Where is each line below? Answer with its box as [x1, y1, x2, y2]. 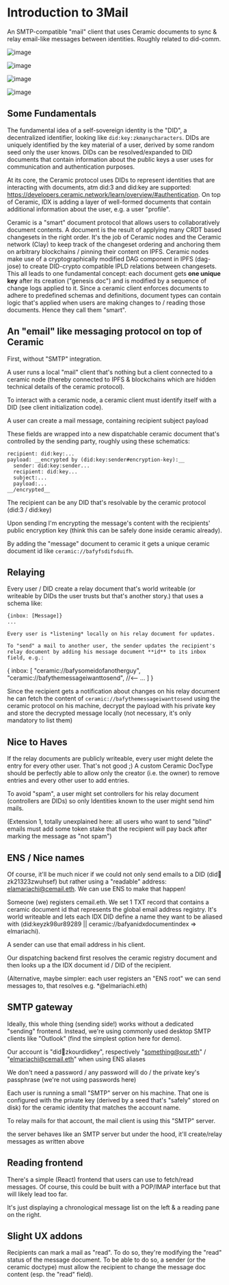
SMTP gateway [7, 1002, 73, 1013]
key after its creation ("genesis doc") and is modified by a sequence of [7, 276, 207, 285]
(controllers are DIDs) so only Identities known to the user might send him [7, 797, 215, 805]
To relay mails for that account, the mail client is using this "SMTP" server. [7, 1116, 216, 1124]
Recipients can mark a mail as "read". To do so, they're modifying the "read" [7, 1249, 222, 1257]
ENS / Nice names [7, 852, 85, 864]
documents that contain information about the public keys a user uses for [7, 155, 214, 163]
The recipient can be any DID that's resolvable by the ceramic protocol [7, 498, 206, 506]
